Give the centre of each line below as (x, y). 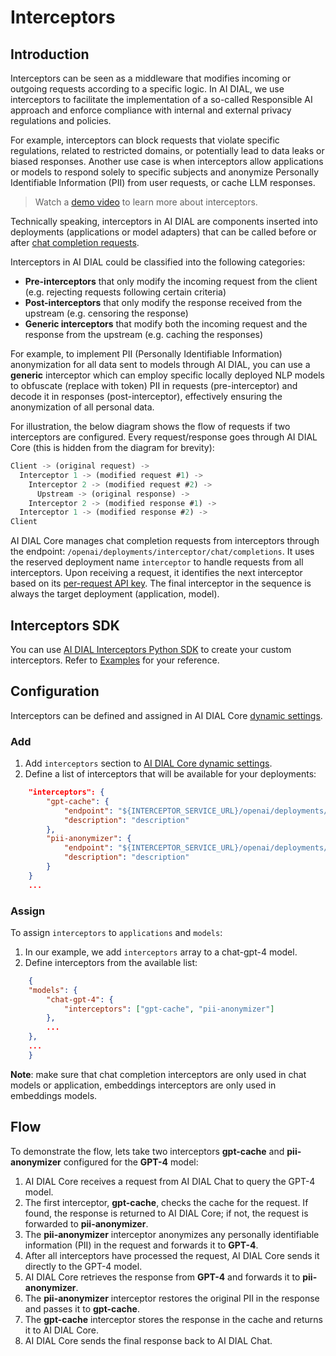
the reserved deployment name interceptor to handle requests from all (157, 562)
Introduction (50, 54)
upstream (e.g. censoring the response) (106, 313)
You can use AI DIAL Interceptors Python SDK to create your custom (151, 649)
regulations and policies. (61, 120)
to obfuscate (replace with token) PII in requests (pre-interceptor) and (154, 385)
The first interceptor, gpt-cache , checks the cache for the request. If (166, 1202)
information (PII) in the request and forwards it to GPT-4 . (141, 1245)
